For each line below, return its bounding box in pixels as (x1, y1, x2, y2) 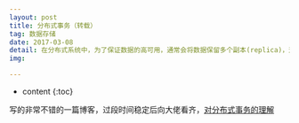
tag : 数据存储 (9, 29, 56, 38)
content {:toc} (21, 86, 74, 96)
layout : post (9, 12, 58, 22)
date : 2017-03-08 (9, 37, 74, 47)
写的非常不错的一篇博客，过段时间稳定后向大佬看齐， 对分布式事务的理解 (9, 104, 274, 115)
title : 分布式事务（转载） (9, 21, 98, 30)
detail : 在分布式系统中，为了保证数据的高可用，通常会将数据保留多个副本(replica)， (9, 46, 289, 55)
